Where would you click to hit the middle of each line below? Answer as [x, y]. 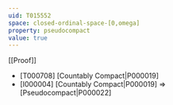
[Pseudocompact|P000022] [65, 93]
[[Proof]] [23, 60]
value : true [28, 38]
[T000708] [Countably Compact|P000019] [89, 76]
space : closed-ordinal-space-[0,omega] [74, 23]
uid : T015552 [30, 16]
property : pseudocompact [49, 30]
